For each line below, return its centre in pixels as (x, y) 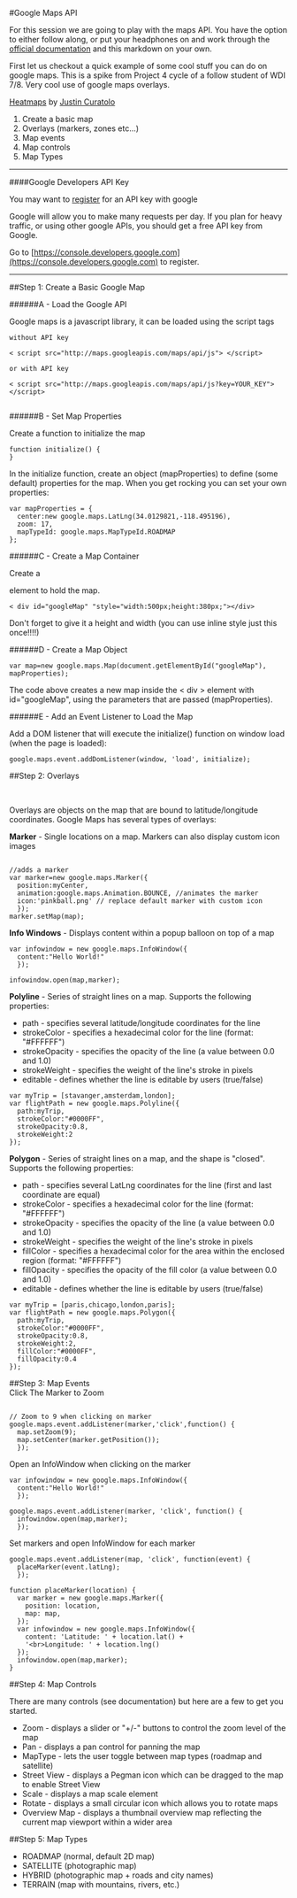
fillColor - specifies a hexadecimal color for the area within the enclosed (153, 1251)
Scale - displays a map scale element (90, 1794)
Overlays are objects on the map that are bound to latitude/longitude (134, 810)
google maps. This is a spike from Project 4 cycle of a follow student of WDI (147, 75)
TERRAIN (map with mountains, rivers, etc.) (101, 1884)
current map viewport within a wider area (97, 1822)
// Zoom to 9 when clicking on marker (80, 1416)
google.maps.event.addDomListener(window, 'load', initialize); (130, 760)
